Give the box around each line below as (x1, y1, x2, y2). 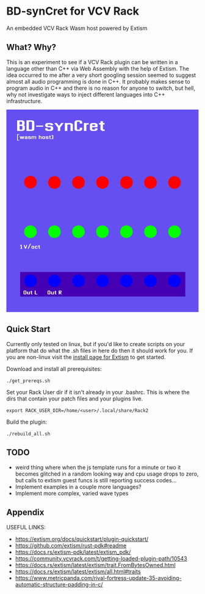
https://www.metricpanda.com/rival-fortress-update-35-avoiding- (15, 574, 182, 581)
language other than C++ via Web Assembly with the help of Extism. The (6, 65, 189, 72)
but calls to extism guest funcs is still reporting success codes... (15, 476, 177, 484)
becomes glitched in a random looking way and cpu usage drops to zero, (15, 470, 199, 477)
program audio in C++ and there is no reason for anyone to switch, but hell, (6, 84, 195, 92)
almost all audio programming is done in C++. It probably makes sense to (6, 78, 190, 85)
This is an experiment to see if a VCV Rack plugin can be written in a (6, 58, 178, 65)
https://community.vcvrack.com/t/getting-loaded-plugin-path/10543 (15, 554, 187, 562)
